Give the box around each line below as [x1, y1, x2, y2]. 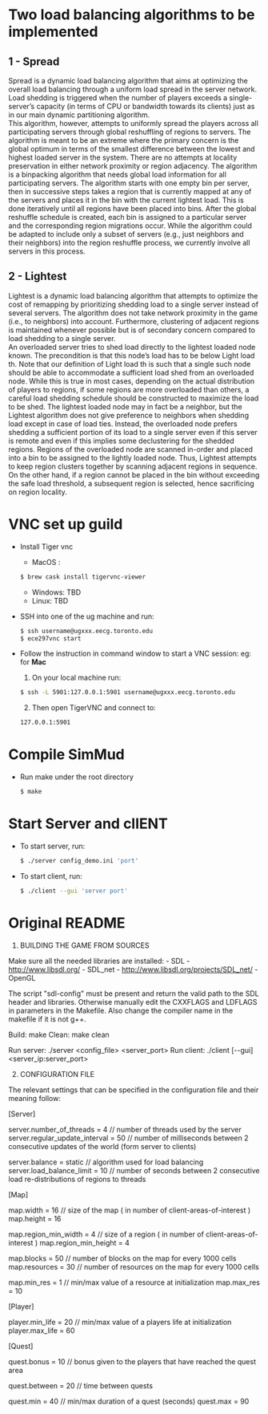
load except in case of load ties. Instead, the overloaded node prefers [8, 419, 238, 429]
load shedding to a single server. [8, 333, 116, 343]
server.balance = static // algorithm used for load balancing [8, 1157, 204, 1167]
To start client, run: [19, 871, 82, 880]
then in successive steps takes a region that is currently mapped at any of [8, 187, 252, 196]
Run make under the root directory [19, 772, 134, 782]
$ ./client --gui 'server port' [19, 887, 128, 895]
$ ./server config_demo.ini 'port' [19, 856, 139, 864]
